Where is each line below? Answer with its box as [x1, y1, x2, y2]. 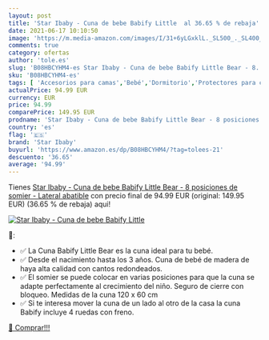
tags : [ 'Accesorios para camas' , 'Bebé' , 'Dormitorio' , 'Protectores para [8, 78, 256, 86]
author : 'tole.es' [8, 57, 70, 65]
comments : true [8, 42, 59, 50]
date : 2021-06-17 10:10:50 [8, 26, 98, 34]
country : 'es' [8, 123, 56, 131]
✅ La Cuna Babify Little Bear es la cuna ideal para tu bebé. [19, 246, 214, 256]
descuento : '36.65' [8, 153, 74, 161]
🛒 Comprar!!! [8, 323, 50, 333]
